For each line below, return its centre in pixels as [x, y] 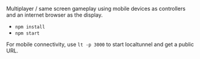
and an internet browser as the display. [55, 15]
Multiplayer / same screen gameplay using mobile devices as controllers [96, 9]
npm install [30, 27]
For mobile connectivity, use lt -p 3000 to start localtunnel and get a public [100, 44]
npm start [27, 33]
